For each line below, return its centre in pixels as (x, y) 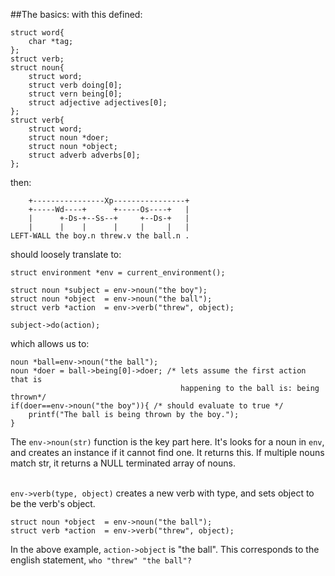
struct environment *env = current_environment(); (118, 273)
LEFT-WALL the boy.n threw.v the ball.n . (100, 236)
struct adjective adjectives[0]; (98, 103)
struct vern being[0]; (75, 94)
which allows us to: (50, 343)
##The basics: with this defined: (76, 14)
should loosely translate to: (66, 254)
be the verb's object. (53, 503)
